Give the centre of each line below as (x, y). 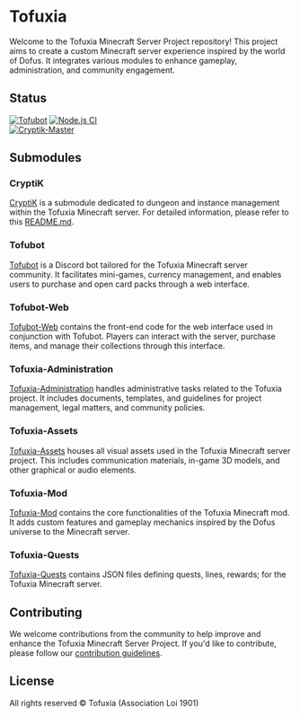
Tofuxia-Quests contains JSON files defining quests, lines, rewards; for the (148, 575)
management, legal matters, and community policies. (107, 408)
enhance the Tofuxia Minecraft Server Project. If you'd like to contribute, (143, 643)
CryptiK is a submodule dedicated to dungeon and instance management (145, 203)
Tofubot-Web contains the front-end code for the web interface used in (141, 327)
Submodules (46, 158)
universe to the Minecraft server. (70, 531)
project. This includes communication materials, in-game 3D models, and (145, 460)
